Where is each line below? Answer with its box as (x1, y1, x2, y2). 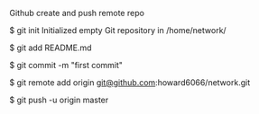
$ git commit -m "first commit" (9, 60, 124, 70)
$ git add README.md (9, 42, 92, 53)
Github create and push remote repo (9, 8, 144, 18)
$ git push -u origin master (9, 94, 109, 105)
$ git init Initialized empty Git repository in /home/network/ (9, 25, 227, 35)
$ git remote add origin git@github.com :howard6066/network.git (9, 77, 251, 88)
